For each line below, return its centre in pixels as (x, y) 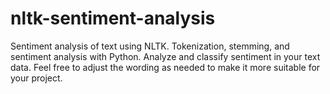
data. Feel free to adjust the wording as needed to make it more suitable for (165, 67)
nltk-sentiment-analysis (113, 18)
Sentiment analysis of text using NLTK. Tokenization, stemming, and (150, 46)
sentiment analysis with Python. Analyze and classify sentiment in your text (165, 56)
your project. (36, 78)
